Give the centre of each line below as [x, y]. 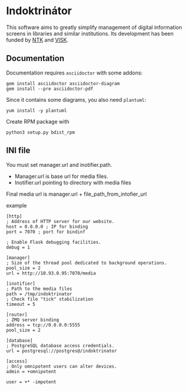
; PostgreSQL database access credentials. [60, 345]
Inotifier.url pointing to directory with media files [73, 182]
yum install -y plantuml [37, 111]
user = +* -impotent [32, 382]
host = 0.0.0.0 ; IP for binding [47, 227]
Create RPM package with [38, 121]
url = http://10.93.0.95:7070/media [51, 273]
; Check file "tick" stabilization [50, 299]
